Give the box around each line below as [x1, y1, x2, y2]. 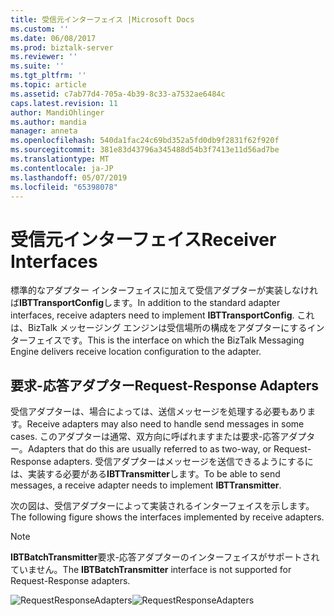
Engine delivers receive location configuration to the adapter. [10, 346, 262, 358]
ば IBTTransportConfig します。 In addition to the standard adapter [10, 297, 281, 309]
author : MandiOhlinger [10, 107, 105, 118]
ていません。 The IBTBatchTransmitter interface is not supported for [10, 564, 292, 576]
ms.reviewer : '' [10, 52, 78, 62]
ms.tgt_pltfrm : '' [10, 71, 87, 81]
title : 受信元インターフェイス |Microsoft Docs [10, 14, 195, 25]
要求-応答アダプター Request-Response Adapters [10, 377, 320, 394]
